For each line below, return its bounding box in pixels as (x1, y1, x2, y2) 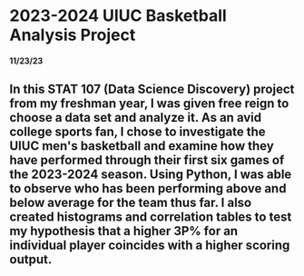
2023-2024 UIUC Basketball (9, 5, 227, 26)
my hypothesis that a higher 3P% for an (9, 223, 239, 239)
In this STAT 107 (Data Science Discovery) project (9, 82, 295, 97)
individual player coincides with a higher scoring (9, 238, 290, 253)
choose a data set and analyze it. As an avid (9, 110, 261, 125)
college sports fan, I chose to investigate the (9, 124, 266, 140)
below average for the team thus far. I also (9, 195, 252, 211)
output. (9, 251, 53, 268)
